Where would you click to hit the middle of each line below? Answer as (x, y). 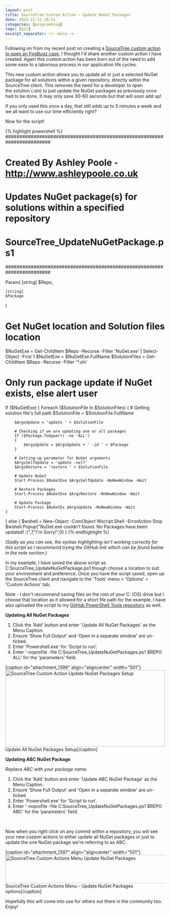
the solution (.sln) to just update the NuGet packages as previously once (81, 91)
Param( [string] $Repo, (29, 282)
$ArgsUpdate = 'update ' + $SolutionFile (59, 423)
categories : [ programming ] (34, 24)
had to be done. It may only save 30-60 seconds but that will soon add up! (83, 96)
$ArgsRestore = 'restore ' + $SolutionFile (61, 467)
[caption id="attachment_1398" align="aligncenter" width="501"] (73, 667)
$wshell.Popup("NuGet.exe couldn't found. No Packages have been (76, 527)
